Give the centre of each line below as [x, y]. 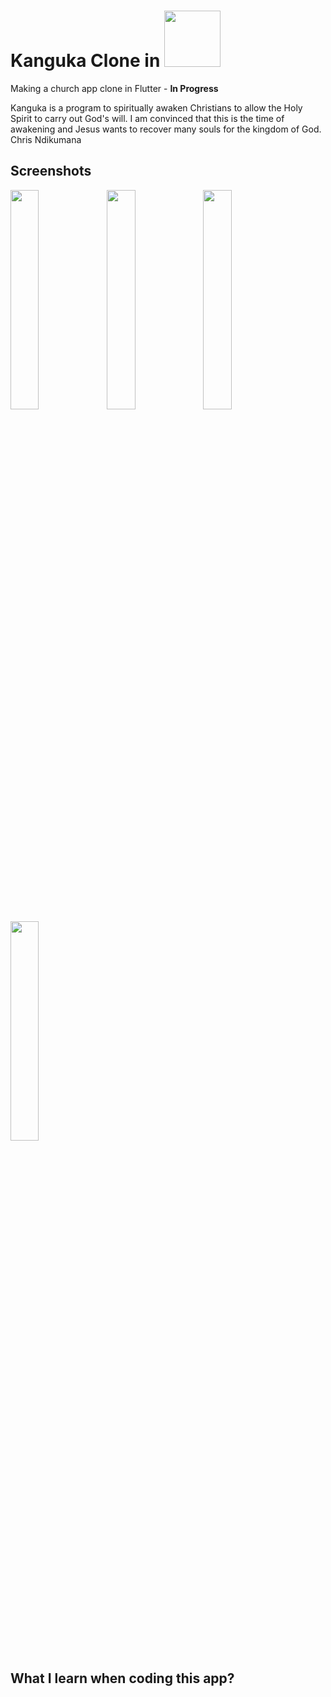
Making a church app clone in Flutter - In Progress [114, 88]
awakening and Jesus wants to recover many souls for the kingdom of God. [166, 129]
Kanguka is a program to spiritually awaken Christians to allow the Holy [156, 107]
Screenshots [51, 171]
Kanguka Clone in [85, 61]
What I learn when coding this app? [122, 1678]
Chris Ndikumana [46, 139]
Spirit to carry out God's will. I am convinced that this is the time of [147, 118]
